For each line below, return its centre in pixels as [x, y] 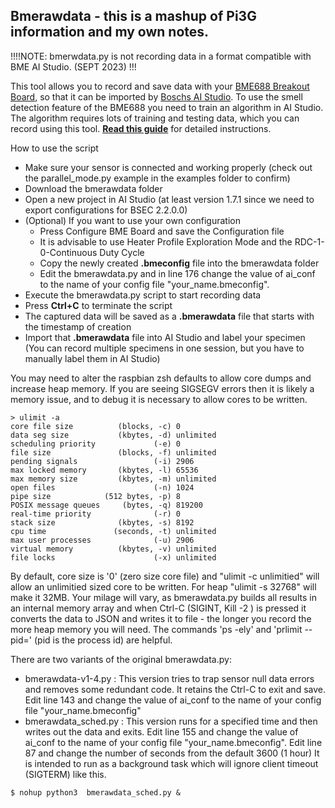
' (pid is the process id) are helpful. [100, 640]
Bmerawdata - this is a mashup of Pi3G [133, 16]
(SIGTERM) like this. [65, 774]
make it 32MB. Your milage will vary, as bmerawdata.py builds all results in [163, 597]
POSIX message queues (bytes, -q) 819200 [106, 505]
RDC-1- [309, 241]
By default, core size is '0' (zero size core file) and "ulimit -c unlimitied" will [165, 576]
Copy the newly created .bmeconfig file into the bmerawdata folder [179, 263]
